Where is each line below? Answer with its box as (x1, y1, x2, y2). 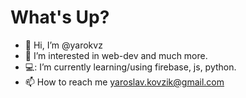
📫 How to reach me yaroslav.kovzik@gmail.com (24, 76, 225, 88)
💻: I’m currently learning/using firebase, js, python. (24, 61, 237, 73)
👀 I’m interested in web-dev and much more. (24, 49, 208, 61)
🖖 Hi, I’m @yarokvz (24, 39, 103, 51)
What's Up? (10, 6, 110, 29)
